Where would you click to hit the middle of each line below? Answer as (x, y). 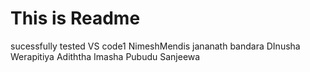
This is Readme (75, 18)
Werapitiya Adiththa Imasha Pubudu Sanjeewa (105, 56)
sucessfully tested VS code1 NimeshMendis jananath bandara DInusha (155, 46)
